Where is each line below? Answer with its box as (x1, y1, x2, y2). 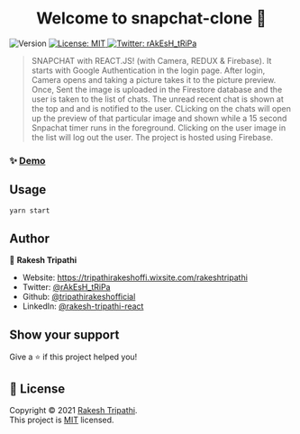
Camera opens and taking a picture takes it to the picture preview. (31, 74, 277, 85)
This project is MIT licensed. (9, 414, 114, 425)
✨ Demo (9, 154, 46, 167)
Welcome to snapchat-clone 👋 (35, 8, 268, 29)
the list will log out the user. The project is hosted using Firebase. (31, 131, 273, 142)
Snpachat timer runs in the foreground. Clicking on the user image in (31, 122, 286, 133)
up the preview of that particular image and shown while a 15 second (31, 113, 287, 123)
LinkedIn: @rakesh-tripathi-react (22, 301, 144, 312)
